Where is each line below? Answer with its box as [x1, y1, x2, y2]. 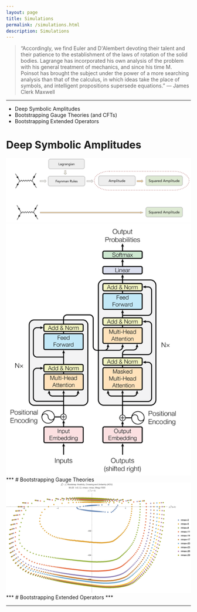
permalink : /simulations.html [6, 22, 80, 28]
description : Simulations [6, 28, 69, 34]
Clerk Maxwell [20, 89, 55, 96]
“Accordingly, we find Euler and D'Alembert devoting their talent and [20, 45, 185, 52]
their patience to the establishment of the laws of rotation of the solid [20, 51, 188, 58]
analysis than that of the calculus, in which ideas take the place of [20, 76, 180, 83]
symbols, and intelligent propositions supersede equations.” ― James [20, 82, 189, 89]
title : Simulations [6, 15, 54, 22]
